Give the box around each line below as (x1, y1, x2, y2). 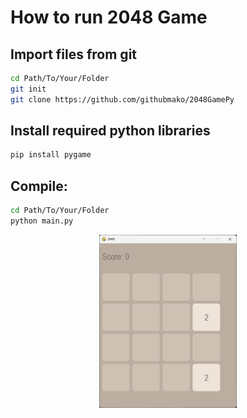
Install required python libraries (10, 122, 211, 140)
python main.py (10, 216, 74, 226)
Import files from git (10, 46, 138, 63)
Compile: (10, 177, 68, 195)
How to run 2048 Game (10, 6, 208, 29)
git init (10, 84, 47, 94)
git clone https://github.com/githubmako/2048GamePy (10, 94, 235, 105)
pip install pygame (10, 150, 92, 160)
